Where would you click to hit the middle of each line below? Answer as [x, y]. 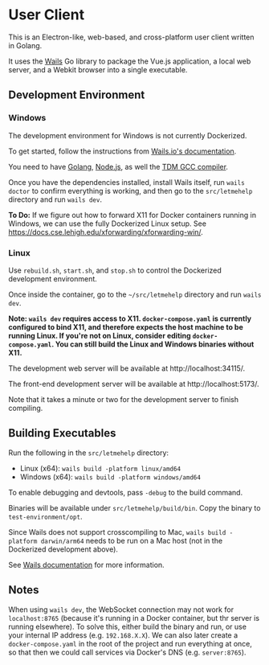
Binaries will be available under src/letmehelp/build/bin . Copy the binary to [134, 507]
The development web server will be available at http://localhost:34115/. [127, 368]
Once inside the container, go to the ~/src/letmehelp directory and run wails [135, 294]
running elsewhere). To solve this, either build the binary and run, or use [128, 626]
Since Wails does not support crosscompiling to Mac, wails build [117, 532]
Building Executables [62, 433]
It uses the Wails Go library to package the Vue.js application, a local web [130, 61]
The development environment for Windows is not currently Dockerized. [128, 135]
